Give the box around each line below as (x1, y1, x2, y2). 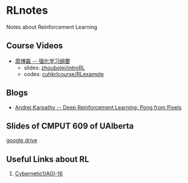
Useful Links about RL (6, 154, 90, 164)
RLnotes (6, 4, 48, 17)
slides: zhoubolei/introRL (23, 64, 86, 71)
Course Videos (6, 41, 63, 51)
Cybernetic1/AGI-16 (14, 170, 63, 177)
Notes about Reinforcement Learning (6, 23, 98, 30)
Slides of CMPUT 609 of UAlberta (6, 121, 134, 131)
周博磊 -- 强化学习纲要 (14, 57, 71, 65)
